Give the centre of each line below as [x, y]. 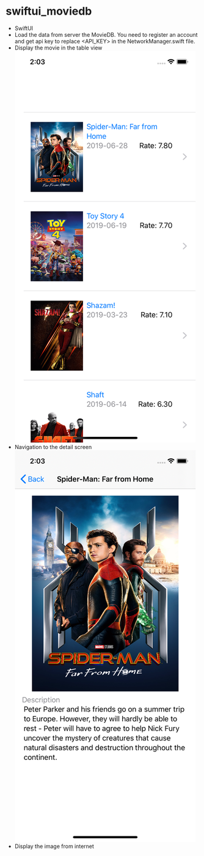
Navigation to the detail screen [53, 447]
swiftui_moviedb [49, 11]
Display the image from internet [54, 846]
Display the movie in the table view [58, 48]
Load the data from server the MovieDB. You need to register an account [106, 34]
